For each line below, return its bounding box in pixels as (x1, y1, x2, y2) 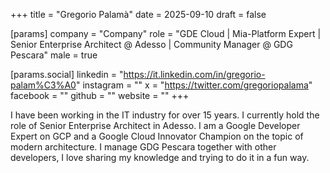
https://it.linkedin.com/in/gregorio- (123, 69, 266, 80)
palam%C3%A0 (10, 79, 77, 91)
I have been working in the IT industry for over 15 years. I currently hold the (10, 109, 320, 121)
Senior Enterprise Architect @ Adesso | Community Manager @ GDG (10, 39, 293, 50)
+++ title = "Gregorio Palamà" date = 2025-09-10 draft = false (10, 9, 267, 20)
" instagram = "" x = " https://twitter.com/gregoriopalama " (75, 79, 313, 91)
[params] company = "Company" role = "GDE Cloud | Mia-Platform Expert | (10, 28, 322, 39)
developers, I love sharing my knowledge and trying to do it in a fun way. (10, 152, 310, 163)
